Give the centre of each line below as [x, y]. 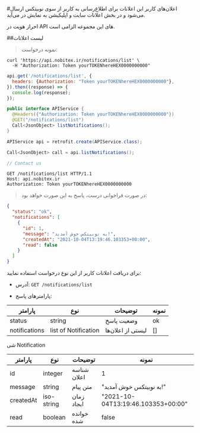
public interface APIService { [45, 109]
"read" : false [40, 245]
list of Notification [75, 330]
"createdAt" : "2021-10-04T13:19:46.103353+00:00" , [86, 239]
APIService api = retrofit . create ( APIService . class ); [75, 142]
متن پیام [82, 387]
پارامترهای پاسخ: [34, 296]
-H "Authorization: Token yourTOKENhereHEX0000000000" [81, 65]
